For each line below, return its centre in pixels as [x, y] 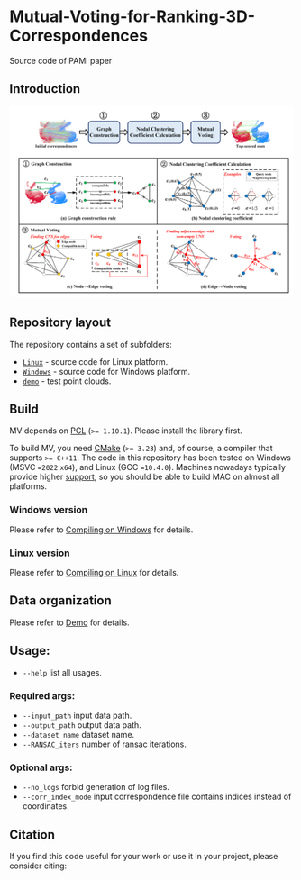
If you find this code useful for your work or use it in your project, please [144, 857]
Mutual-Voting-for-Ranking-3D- [132, 17]
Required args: [42, 695]
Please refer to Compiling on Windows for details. [101, 530]
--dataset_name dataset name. [78, 734]
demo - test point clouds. [67, 381]
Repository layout [60, 323]
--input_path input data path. [77, 715]
